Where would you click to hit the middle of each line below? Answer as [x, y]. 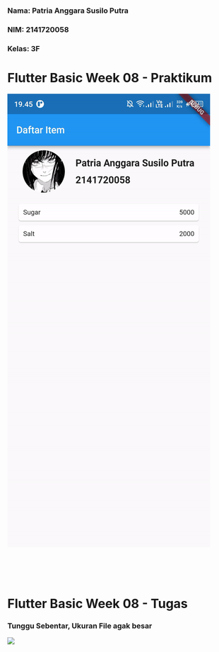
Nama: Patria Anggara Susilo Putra [68, 11]
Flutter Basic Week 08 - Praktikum [110, 78]
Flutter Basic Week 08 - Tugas [98, 603]
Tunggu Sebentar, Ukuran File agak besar [80, 626]
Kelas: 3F [24, 48]
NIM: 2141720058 [38, 29]
